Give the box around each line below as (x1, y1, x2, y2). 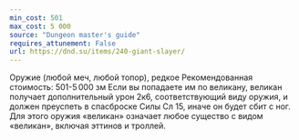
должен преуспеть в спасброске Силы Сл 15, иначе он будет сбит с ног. (9, 101, 292, 112)
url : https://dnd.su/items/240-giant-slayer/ (9, 47, 185, 56)
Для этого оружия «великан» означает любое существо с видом (9, 111, 263, 122)
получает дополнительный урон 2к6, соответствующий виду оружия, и (9, 92, 289, 103)
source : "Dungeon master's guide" (9, 30, 141, 39)
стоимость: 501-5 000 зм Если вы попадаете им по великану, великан (9, 82, 283, 93)
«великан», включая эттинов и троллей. (9, 120, 166, 132)
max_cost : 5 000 (9, 22, 71, 31)
